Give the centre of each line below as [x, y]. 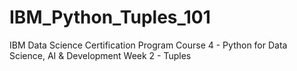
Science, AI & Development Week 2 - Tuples [100, 55]
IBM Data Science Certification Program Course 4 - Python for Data [148, 45]
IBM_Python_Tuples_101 [110, 17]
